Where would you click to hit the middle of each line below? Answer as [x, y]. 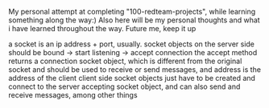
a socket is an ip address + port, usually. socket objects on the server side [132, 44]
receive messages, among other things [73, 95]
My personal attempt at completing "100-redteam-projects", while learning [132, 12]
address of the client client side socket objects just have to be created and [132, 78]
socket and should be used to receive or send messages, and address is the [135, 70]
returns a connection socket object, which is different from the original [125, 61]
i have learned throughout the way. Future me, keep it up [102, 28]
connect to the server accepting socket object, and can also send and [124, 86]
